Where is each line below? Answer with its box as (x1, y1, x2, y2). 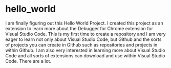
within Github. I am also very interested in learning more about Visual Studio (5, 47, 165, 53)
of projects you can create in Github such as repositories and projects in (5, 41, 158, 48)
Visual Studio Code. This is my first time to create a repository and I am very (5, 31, 166, 37)
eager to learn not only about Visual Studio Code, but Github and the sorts (5, 36, 162, 42)
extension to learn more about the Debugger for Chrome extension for (5, 25, 154, 31)
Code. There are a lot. (5, 58, 52, 64)
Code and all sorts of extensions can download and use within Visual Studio (5, 52, 165, 59)
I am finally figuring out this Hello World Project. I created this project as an (5, 20, 163, 26)
